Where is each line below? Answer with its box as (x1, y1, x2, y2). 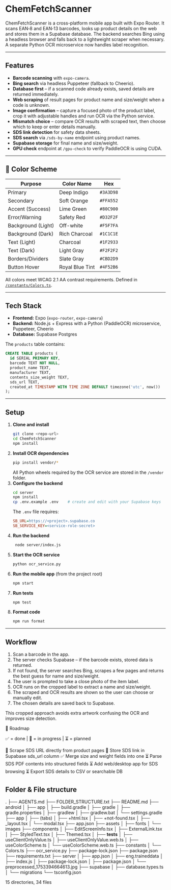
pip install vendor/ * (12, 460, 59, 465)
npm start (12, 581, 34, 586)
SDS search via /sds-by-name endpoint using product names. (12, 134, 141, 140)
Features (5, 61, 34, 70)
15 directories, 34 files (5, 879, 52, 885)
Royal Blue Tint (59, 263, 95, 271)
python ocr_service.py (12, 561, 61, 567)
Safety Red (59, 213, 85, 221)
